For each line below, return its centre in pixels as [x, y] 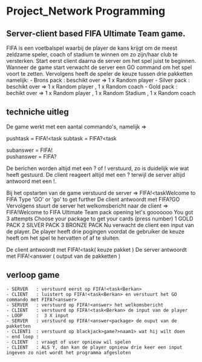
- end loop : [23, 337]
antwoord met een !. [31, 181]
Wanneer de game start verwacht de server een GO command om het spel [99, 67]
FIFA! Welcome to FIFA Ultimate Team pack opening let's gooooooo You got [100, 212]
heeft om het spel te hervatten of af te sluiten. [63, 238]
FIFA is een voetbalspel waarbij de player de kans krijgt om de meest [92, 48]
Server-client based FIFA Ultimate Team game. [96, 34]
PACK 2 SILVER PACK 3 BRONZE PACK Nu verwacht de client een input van [100, 225]
